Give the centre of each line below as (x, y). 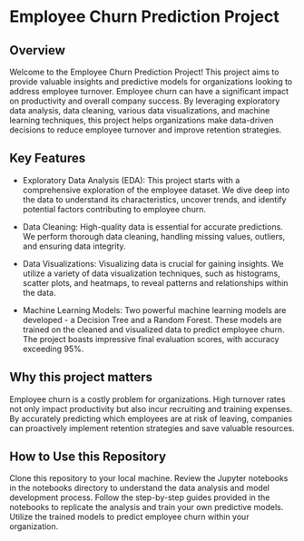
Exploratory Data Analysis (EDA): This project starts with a (131, 180)
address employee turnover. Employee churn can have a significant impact (149, 91)
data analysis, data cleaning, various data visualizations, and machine (140, 110)
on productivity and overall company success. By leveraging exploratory (145, 101)
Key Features (48, 158)
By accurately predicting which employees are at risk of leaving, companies (151, 418)
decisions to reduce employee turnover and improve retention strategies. (146, 130)
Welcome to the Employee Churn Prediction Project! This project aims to (144, 72)
